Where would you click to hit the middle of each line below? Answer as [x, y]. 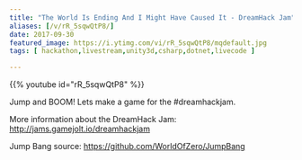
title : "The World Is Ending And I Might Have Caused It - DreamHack [142, 18]
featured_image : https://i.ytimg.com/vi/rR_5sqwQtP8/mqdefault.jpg [138, 43]
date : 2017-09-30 [42, 34]
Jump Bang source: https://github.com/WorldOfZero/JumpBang [127, 147]
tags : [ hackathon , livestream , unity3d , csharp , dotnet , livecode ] [132, 51]
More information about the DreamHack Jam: [93, 120]
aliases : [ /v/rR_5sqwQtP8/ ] [62, 26]
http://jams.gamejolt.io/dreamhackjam [80, 129]
